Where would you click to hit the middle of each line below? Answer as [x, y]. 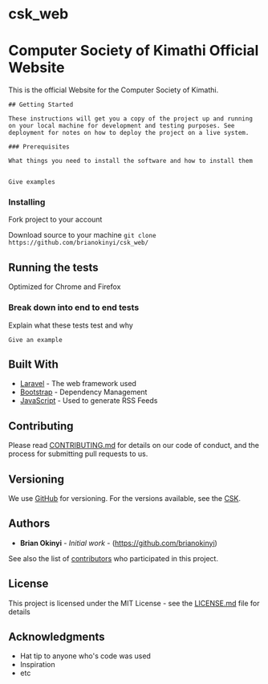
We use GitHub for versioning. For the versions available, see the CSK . [125, 498]
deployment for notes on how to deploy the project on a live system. [129, 133]
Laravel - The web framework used [78, 384]
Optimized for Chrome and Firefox [65, 287]
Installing [27, 202]
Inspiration [37, 665]
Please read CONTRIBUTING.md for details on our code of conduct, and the [134, 446]
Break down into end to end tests [74, 307]
